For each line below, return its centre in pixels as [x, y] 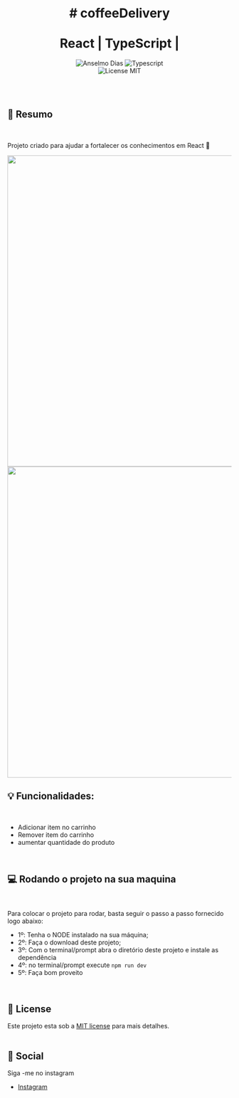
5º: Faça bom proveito [50, 973]
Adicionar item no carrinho [57, 827]
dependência [37, 958]
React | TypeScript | [119, 44]
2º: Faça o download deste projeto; [69, 942]
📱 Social [26, 1056]
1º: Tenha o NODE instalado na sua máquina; [83, 935]
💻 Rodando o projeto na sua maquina [92, 879]
